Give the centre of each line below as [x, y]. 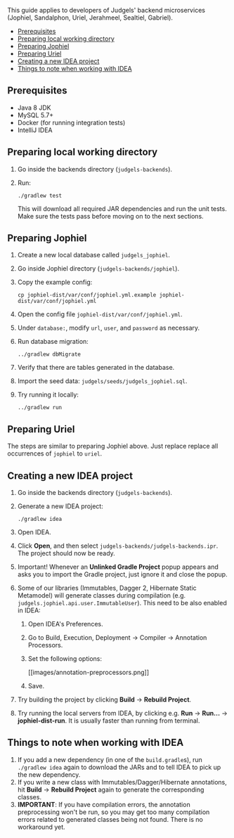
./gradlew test [40, 195]
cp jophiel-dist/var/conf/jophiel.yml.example [87, 295]
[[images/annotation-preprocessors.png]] [89, 672]
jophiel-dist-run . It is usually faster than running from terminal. [109, 721]
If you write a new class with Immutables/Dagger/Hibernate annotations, [122, 782]
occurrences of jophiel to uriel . [55, 453]
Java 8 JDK [34, 108]
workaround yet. [41, 827]
